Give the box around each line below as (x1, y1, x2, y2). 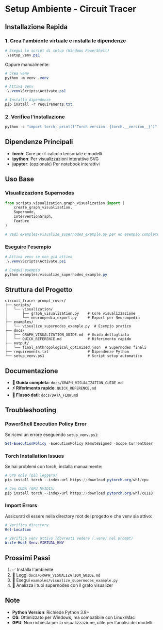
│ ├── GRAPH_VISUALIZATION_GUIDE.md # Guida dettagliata (5, 332, 130, 338)
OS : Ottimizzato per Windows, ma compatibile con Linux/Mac (12, 614, 135, 620)
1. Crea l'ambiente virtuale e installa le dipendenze (5, 37, 126, 44)
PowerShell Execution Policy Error (5, 420, 87, 427)
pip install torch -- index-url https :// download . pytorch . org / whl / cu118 (5, 491, 153, 496)
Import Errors (5, 502, 37, 509)
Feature (14, 219, 29, 224)
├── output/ (5, 341, 29, 346)
